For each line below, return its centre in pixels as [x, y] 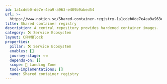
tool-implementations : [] [37, 70]
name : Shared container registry [44, 74]
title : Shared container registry [41, 23]
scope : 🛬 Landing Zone [33, 65]
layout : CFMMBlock [24, 38]
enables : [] [22, 51]
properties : [17, 42]
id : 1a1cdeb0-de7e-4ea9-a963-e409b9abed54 [50, 10]
